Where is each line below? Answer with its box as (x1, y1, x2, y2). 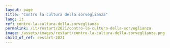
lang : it (5, 16, 24, 21)
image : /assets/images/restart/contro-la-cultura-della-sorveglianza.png (5, 30, 165, 35)
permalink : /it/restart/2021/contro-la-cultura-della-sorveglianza (5, 26, 152, 31)
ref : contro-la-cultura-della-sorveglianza (5, 21, 99, 26)
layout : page (5, 7, 33, 12)
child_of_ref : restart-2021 (5, 35, 65, 40)
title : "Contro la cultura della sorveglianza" (5, 12, 108, 17)
